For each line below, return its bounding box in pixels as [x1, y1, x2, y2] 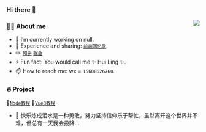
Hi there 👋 [6, 5, 37, 14]
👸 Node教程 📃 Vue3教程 [6, 99, 56, 106]
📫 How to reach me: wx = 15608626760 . [15, 67, 115, 75]
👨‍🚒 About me [6, 21, 46, 30]
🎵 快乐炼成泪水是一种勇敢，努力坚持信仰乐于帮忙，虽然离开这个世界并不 [15, 111, 198, 119]
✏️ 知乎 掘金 [15, 49, 43, 57]
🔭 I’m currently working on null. [15, 36, 94, 43]
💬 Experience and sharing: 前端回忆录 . [15, 42, 109, 50]
